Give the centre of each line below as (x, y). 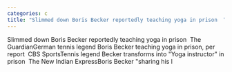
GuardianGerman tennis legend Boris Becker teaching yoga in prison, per (111, 47)
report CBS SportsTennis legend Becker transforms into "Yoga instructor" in (116, 54)
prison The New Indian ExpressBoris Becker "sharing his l (90, 61)
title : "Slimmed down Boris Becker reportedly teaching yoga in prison (112, 20)
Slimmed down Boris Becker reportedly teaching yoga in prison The (104, 39)
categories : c (28, 13)
